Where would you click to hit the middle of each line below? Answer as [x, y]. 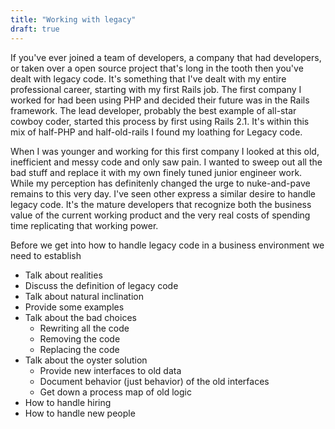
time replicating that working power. [84, 225]
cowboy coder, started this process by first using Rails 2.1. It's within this [160, 121]
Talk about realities [63, 275]
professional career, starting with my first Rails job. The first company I [156, 89]
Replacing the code [79, 349]
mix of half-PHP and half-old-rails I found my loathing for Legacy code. [156, 132]
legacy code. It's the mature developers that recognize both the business [161, 204]
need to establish [46, 255]
